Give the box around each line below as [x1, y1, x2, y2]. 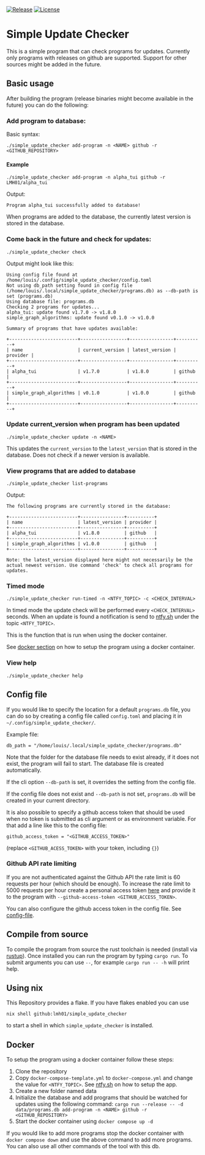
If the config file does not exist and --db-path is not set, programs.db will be [6, 790, 196, 798]
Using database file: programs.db [6, 298, 95, 305]
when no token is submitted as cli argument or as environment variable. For [6, 815, 196, 822]
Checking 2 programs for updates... [6, 304, 100, 310]
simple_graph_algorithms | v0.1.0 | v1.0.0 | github [12, 390, 196, 396]
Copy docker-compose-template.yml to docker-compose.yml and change [15, 1075, 193, 1082]
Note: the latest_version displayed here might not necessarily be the [6, 557, 193, 563]
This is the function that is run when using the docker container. [6, 631, 167, 639]
